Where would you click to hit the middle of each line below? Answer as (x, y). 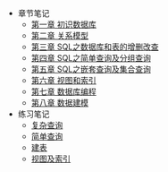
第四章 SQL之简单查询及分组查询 (91, 58)
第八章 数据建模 (60, 103)
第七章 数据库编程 (63, 91)
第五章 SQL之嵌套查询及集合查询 (91, 69)
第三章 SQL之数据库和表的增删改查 (95, 47)
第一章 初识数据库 (63, 24)
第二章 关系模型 (60, 35)
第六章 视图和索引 (63, 80)
